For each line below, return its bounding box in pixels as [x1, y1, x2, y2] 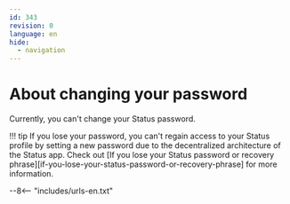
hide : [9, 37, 29, 47]
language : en [9, 29, 58, 38]
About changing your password [9, 84, 248, 105]
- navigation [17, 46, 66, 55]
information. [9, 169, 54, 179]
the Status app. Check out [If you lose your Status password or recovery [9, 150, 275, 161]
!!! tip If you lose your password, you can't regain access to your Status [9, 130, 270, 142]
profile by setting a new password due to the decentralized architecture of [9, 140, 282, 151]
